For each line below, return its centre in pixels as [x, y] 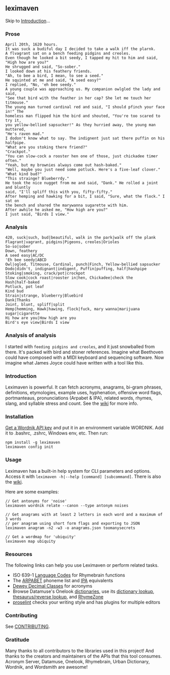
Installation [20, 417]
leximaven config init [29, 447]
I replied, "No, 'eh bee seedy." [41, 85]
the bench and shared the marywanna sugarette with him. [67, 206]
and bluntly [18, 188]
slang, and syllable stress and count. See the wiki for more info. [72, 403]
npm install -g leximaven [33, 443]
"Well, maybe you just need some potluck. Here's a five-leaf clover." [83, 170]
